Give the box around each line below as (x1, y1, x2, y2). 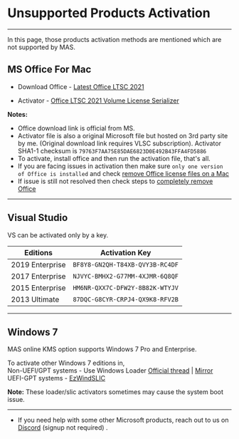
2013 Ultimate (11, 294, 60, 304)
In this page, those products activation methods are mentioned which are (7, 35, 222, 43)
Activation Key (100, 247, 152, 257)
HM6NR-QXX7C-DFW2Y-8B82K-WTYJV (73, 284, 179, 291)
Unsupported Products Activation (7, 5, 211, 21)
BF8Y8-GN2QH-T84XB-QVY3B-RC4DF (73, 260, 179, 269)
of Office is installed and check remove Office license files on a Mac (17, 169, 230, 177)
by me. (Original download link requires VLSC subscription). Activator (17, 139, 222, 148)
